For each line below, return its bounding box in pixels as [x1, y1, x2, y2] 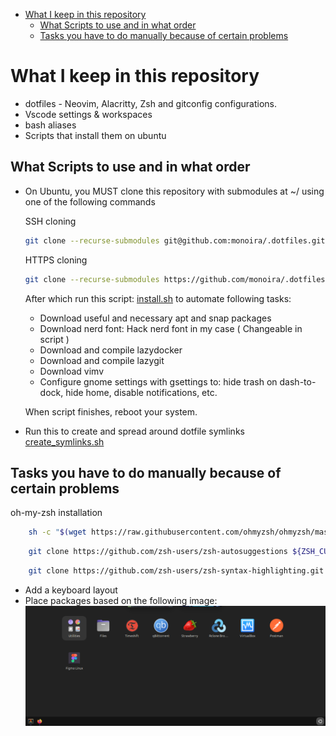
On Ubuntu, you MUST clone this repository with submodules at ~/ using [24, 185, 325, 197]
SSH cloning [24, 215, 77, 227]
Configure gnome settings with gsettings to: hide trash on [39, 375, 278, 388]
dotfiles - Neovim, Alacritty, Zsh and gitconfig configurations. [24, 97, 278, 109]
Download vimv [39, 365, 105, 377]
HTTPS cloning [24, 254, 88, 266]
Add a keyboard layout [24, 584, 118, 596]
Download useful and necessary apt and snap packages [39, 312, 272, 324]
